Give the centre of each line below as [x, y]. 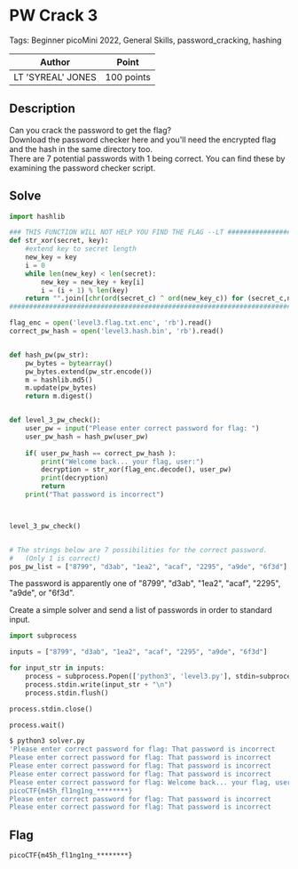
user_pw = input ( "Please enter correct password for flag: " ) [142, 429]
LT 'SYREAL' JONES [55, 76]
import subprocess [43, 636]
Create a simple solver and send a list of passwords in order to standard [141, 610]
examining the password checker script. [82, 168]
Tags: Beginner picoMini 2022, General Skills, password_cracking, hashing [145, 40]
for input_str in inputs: [57, 668]
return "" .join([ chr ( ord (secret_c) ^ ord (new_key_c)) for [134, 299]
